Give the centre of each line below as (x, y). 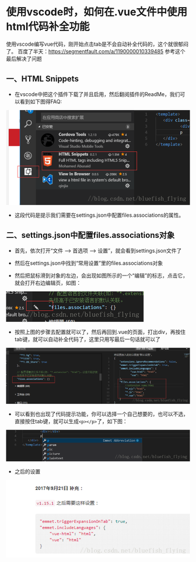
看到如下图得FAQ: (41, 101)
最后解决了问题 (24, 59)
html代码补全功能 (48, 27)
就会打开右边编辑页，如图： (48, 282)
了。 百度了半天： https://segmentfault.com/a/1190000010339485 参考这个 (96, 51)
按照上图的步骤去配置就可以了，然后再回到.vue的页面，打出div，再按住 (100, 332)
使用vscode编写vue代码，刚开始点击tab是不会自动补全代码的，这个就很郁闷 (97, 44)
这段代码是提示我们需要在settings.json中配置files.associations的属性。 (99, 215)
